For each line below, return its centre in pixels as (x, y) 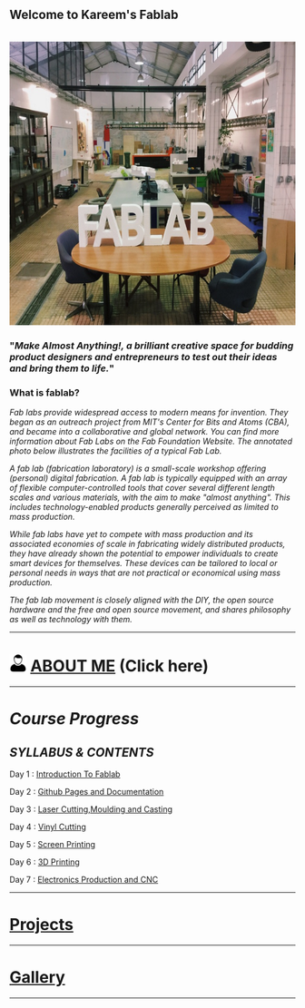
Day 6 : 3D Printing (44, 862)
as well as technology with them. (71, 620)
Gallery (37, 978)
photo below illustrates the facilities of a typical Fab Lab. (116, 451)
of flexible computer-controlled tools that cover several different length (142, 488)
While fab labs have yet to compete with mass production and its (132, 534)
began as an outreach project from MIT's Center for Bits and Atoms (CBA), (150, 422)
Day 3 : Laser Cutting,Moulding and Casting (91, 809)
